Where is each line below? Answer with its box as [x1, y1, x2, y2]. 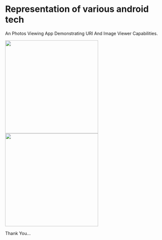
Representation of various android [5, 3, 149, 15]
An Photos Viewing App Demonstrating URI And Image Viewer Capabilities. [5, 30, 158, 36]
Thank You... [5, 230, 31, 236]
